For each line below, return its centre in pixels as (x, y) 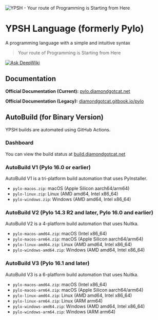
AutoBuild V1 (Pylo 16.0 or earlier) (48, 167)
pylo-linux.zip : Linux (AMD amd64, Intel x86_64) (65, 194)
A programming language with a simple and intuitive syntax (68, 43)
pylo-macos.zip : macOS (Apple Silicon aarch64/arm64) (71, 188)
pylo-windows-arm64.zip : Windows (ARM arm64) (64, 312)
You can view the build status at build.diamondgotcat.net (65, 154)
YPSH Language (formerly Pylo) (75, 29)
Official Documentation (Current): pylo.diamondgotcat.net (68, 91)
